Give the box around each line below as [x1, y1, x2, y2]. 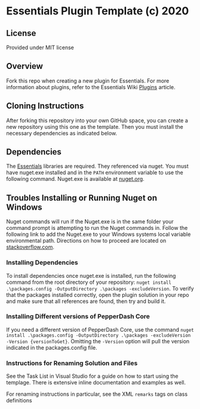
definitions [6, 397, 32, 404]
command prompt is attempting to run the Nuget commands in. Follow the [6, 225, 188, 232]
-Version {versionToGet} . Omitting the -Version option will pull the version [6, 337, 190, 345]
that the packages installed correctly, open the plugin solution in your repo [6, 291, 189, 298]
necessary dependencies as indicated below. [6, 129, 118, 137]
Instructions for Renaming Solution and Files [6, 359, 138, 367]
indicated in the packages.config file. [6, 344, 97, 351]
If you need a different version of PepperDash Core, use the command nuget [6, 326, 194, 333]
